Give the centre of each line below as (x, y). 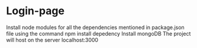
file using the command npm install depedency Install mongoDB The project (98, 33)
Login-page (35, 11)
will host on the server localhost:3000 (52, 40)
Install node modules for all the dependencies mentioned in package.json (95, 27)
